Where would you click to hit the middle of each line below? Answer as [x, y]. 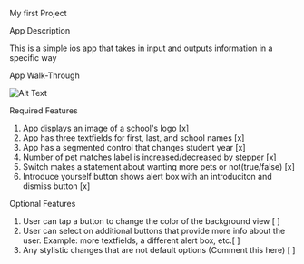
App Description [40, 30]
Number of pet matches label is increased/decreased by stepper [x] [149, 157]
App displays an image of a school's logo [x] [106, 128]
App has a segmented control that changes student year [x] [134, 147]
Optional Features [43, 204]
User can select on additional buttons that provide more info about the [154, 231]
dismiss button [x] [56, 186]
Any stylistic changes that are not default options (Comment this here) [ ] [159, 250]
